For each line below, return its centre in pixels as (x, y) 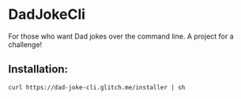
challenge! (25, 44)
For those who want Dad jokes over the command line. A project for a (121, 36)
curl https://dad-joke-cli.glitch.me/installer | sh (97, 87)
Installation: (38, 70)
